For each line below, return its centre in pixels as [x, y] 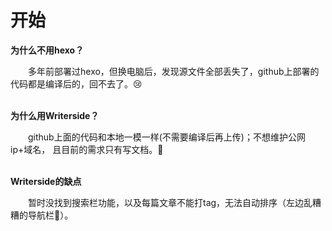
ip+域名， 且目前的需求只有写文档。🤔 [87, 149]
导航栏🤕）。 [50, 215]
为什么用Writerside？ [55, 115]
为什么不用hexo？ [47, 50]
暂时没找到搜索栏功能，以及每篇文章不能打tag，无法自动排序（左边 [166, 202]
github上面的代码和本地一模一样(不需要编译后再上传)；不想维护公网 [167, 137]
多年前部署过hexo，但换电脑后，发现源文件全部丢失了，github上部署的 [174, 71]
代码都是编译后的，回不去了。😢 [76, 83]
